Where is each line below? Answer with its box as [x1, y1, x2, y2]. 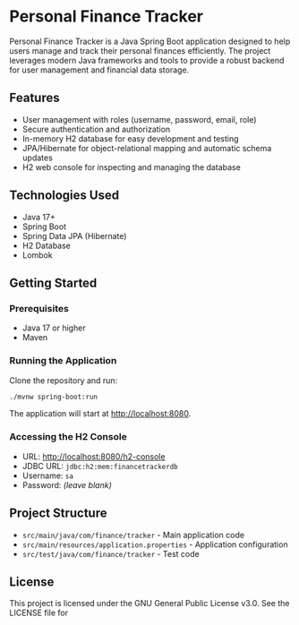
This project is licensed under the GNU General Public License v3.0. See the [9, 598, 290, 609]
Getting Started [9, 275, 98, 290]
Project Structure [9, 506, 107, 521]
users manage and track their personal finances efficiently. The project [9, 45, 271, 56]
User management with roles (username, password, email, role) [21, 114, 257, 124]
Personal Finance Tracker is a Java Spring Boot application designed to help [9, 36, 291, 47]
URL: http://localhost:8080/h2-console [21, 450, 166, 462]
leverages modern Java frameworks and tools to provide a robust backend [9, 55, 285, 65]
